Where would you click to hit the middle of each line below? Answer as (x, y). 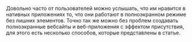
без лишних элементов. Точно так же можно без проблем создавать (92, 20)
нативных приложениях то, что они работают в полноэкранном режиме (96, 14)
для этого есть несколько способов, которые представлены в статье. (93, 33)
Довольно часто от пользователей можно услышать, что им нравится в (96, 8)
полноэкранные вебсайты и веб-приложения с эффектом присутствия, (95, 26)
